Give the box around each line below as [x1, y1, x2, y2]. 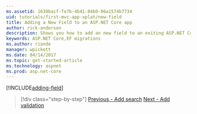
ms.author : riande [6, 42, 51, 47]
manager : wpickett [6, 47, 51, 53]
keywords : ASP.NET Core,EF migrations [6, 36, 101, 42]
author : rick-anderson [6, 25, 62, 31]
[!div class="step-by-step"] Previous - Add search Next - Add [20, 96, 170, 103]
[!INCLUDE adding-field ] [6, 84, 64, 91]
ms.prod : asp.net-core [6, 68, 62, 74]
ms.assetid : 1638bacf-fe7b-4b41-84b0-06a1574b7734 [6, 8, 133, 15]
